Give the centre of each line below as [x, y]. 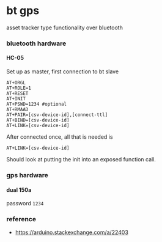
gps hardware [28, 175]
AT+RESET [17, 94]
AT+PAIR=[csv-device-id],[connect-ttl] [57, 115]
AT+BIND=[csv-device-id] [38, 120]
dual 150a [19, 189]
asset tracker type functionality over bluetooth [65, 28]
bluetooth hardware [36, 43]
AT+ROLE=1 [19, 88]
